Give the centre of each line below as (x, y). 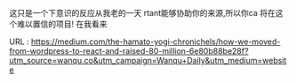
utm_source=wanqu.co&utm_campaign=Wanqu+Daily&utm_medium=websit (148, 60)
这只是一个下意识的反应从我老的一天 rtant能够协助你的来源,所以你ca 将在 (142, 13)
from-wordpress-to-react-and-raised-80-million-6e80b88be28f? (129, 51)
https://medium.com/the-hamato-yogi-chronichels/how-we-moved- (156, 41)
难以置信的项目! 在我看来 (62, 24)
